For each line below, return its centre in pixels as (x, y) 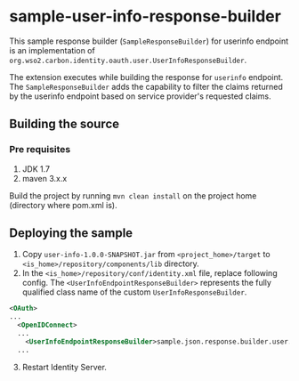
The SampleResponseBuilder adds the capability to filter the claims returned (146, 86)
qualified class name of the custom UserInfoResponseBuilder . (134, 292)
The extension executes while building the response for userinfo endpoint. (146, 77)
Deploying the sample (71, 233)
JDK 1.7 (36, 169)
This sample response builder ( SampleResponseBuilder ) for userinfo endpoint (149, 41)
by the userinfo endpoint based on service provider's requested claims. (140, 96)
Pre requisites (40, 150)
